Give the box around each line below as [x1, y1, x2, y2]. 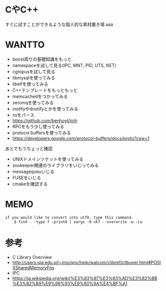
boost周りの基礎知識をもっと [12, 56, 72, 62]
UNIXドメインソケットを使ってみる [12, 156, 84, 162]
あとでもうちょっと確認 [5, 145, 53, 151]
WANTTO [5, 39, 45, 51]
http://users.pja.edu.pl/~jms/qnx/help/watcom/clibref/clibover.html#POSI [12, 259, 161, 265]
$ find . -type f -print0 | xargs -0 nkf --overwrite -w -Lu [14, 219, 142, 224]
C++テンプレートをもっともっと [12, 87, 78, 93]
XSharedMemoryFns [12, 265, 54, 271]
